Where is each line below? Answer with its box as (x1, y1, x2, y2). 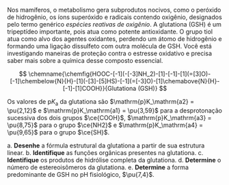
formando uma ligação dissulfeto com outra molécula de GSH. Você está (7, 42, 212, 50)
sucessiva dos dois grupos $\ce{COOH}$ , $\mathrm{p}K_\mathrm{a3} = (7, 113, 212, 122)
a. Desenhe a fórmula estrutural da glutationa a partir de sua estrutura (7, 141, 205, 150)
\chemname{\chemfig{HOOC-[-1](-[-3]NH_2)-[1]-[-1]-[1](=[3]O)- (28, 70, 211, 78)
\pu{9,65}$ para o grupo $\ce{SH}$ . (7, 128, 110, 136)
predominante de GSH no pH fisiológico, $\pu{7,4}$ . (7, 170, 155, 178)
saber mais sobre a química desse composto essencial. (7, 57, 163, 64)
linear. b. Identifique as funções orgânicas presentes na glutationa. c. (7, 148, 204, 156)
